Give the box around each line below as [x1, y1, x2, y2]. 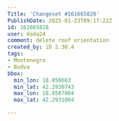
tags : [7, 51, 23, 58]
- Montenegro [7, 57, 46, 64]
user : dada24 [7, 30, 46, 38]
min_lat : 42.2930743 [13, 83, 74, 90]
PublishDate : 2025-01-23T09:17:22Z [7, 17, 113, 24]
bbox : [7, 70, 23, 77]
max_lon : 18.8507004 [13, 90, 74, 97]
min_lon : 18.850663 [13, 76, 72, 84]
